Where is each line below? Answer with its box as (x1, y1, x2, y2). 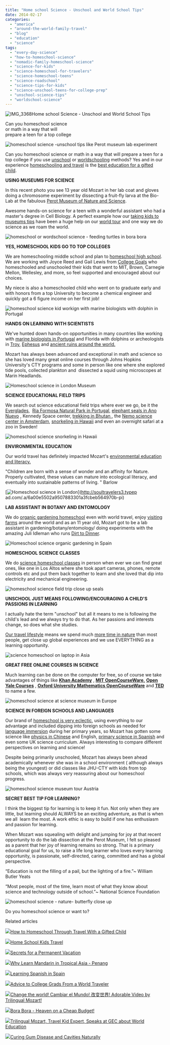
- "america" (10, 21, 36, 27)
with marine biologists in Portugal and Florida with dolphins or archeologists (5, 336, 164, 342)
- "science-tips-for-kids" (10, 83, 67, 88)
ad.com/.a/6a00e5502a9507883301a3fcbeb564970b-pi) (5, 494, 124, 500)
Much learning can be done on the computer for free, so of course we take (5, 672, 162, 678)
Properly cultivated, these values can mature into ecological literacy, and (5, 474, 157, 480)
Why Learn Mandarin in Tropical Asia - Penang (10, 960, 108, 966)
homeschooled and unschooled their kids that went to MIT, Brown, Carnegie (5, 264, 165, 271)
